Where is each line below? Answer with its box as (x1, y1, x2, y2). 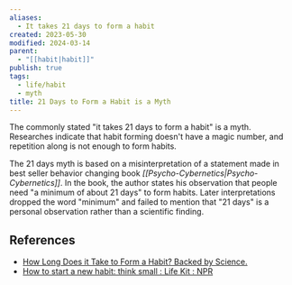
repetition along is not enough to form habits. (9, 141, 178, 152)
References (9, 232, 76, 248)
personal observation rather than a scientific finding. (9, 207, 205, 217)
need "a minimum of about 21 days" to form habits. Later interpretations (9, 187, 276, 198)
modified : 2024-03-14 (9, 38, 91, 48)
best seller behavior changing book (9, 168, 141, 179)
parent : (9, 47, 39, 56)
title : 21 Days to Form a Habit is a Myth (9, 97, 171, 106)
